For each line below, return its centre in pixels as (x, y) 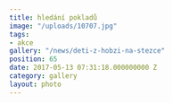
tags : (19, 34)
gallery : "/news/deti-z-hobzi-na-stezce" (87, 51)
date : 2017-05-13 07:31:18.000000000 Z (83, 68)
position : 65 (33, 59)
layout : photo (36, 84)
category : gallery (43, 76)
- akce (21, 43)
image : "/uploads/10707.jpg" (63, 26)
